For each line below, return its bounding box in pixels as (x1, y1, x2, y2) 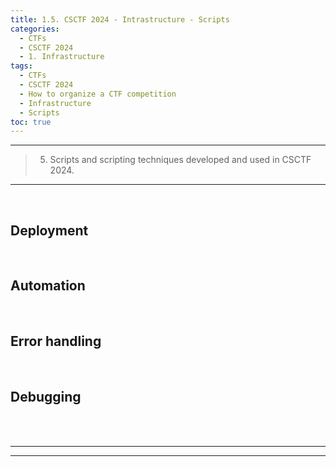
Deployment (10, 222, 89, 239)
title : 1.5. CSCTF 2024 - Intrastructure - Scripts (10, 14, 230, 25)
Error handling (10, 333, 102, 350)
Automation (10, 277, 86, 295)
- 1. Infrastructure (19, 52, 105, 62)
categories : (10, 24, 60, 34)
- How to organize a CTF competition (19, 89, 177, 99)
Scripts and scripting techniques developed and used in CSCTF (49, 154, 312, 166)
